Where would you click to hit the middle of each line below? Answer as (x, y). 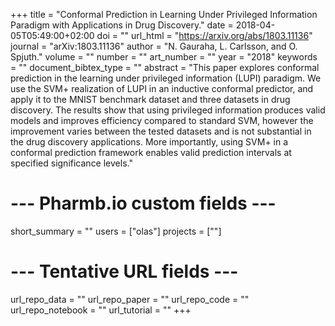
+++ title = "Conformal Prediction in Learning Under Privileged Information (164, 14)
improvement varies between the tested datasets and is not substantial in (161, 131)
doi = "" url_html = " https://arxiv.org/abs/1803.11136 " (204, 35)
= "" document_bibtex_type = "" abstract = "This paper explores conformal (165, 67)
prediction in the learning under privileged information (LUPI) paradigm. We (166, 78)
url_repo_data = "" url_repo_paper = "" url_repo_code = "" (130, 299)
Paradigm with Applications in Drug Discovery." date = (122, 25)
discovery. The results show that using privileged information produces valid (168, 110)
